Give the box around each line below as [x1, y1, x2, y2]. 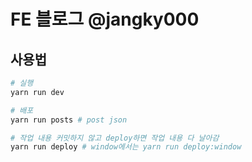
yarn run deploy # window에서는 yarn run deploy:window [10, 142, 242, 152]
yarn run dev [10, 87, 65, 97]
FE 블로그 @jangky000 [10, 8, 200, 31]
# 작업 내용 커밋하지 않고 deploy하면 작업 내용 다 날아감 [10, 133, 220, 143]
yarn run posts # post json [10, 115, 128, 125]
